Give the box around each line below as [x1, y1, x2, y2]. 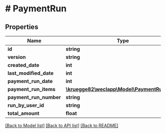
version [7, 54, 26, 60]
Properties [5, 23, 39, 31]
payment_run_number [7, 94, 61, 100]
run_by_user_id [7, 102, 44, 109]
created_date [7, 62, 40, 68]
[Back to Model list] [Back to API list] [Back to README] [5, 123, 119, 129]
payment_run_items [7, 86, 56, 92]
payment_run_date [7, 78, 53, 85]
